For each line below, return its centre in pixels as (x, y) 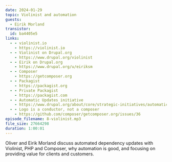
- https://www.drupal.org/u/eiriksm (54, 67)
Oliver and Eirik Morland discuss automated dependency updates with (79, 143)
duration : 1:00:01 (25, 128)
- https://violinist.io (40, 48)
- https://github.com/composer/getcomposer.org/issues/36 (78, 114)
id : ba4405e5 (24, 34)
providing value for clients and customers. (50, 154)
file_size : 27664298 (27, 124)
